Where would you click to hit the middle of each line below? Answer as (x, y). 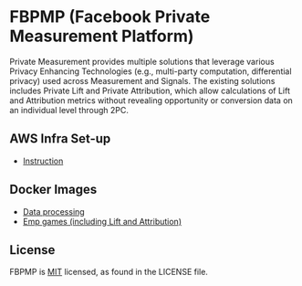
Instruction (43, 161)
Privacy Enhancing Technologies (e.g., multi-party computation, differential (151, 71)
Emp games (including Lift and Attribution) (102, 221)
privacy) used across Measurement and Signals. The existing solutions (142, 80)
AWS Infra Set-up (60, 139)
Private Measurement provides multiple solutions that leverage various (142, 61)
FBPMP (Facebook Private (110, 17)
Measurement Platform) (102, 36)
